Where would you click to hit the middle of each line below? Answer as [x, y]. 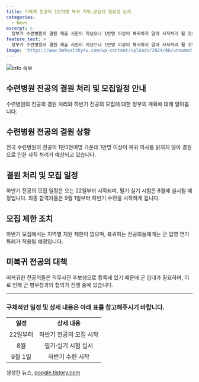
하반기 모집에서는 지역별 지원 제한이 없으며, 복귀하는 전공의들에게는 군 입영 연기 [98, 234]
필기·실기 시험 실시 [69, 346]
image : [14, 50]
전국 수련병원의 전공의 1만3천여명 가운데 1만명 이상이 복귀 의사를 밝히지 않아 [94, 147]
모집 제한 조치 [30, 218]
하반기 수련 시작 [69, 357]
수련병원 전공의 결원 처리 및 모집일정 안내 [76, 89]
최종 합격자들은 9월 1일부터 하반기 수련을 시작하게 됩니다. [94, 198]
